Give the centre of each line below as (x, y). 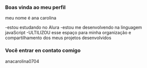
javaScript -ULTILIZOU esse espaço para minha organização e (68, 33)
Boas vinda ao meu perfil (35, 7)
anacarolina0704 (22, 61)
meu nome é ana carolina (31, 18)
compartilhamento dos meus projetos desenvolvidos (58, 38)
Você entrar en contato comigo (43, 50)
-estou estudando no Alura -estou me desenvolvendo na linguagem (74, 27)
